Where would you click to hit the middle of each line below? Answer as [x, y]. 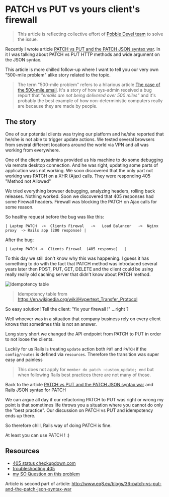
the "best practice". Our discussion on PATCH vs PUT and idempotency [79, 410]
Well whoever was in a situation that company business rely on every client [83, 319]
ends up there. [20, 415]
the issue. [28, 39]
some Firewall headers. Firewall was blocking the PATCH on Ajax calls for [81, 201]
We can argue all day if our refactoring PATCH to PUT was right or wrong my [84, 399]
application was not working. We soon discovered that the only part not [79, 170]
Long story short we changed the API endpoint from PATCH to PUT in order [83, 334]
